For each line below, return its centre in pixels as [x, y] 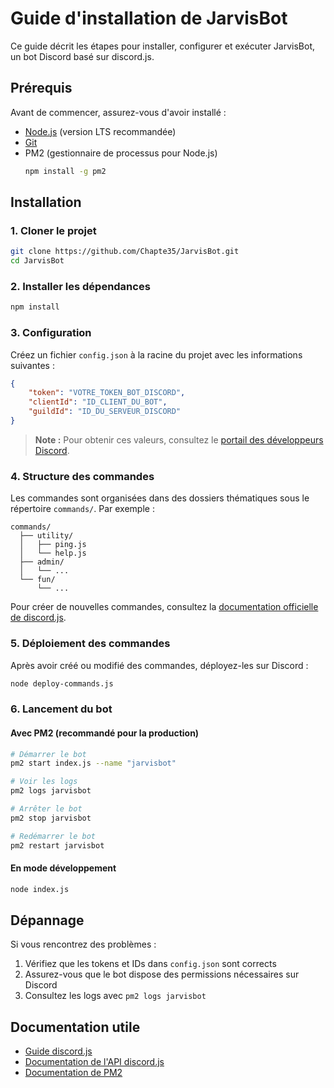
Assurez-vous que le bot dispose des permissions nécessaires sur [162, 974]
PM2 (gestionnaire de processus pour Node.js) [121, 153]
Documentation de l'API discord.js [94, 1062]
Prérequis [41, 88]
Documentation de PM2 [73, 1073]
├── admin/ [42, 562]
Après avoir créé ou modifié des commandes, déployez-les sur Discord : [159, 665]
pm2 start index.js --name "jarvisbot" [93, 763]
